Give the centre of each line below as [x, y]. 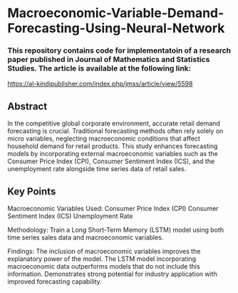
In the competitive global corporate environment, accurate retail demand [114, 123]
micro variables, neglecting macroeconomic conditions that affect [104, 139]
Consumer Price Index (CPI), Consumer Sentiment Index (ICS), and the [111, 161]
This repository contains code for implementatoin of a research [119, 51]
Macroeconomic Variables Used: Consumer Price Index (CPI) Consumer [113, 209]
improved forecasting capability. [55, 282]
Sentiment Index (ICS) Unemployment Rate [70, 216]
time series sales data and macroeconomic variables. [86, 237]
